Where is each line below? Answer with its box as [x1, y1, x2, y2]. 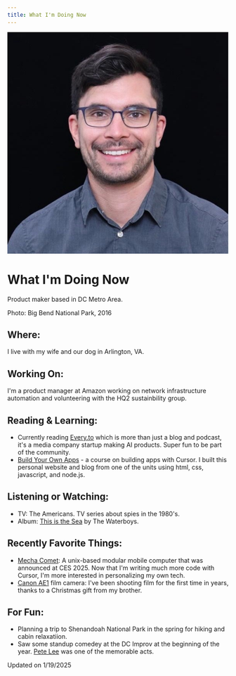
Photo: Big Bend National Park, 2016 [7, 308, 112, 317]
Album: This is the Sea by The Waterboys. [17, 517, 139, 525]
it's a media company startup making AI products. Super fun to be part [17, 440, 223, 449]
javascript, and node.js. [17, 471, 86, 478]
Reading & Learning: [7, 414, 98, 426]
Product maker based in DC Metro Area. [7, 295, 123, 303]
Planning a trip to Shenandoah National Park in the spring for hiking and [17, 625, 225, 633]
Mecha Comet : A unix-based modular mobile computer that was [17, 556, 204, 564]
